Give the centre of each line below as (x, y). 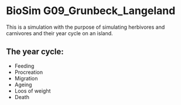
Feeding (24, 66)
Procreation (29, 72)
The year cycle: (35, 52)
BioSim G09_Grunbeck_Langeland (91, 11)
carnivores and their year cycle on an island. (59, 33)
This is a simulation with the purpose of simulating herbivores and (86, 27)
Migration (26, 78)
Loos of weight (33, 91)
